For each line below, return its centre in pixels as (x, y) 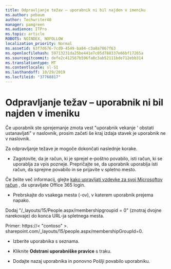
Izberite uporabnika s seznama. (46, 241)
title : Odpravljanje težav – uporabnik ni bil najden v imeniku (75, 10)
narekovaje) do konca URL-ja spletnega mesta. (55, 216)
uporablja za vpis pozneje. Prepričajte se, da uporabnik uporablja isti (85, 164)
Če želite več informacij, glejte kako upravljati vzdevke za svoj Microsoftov (84, 179)
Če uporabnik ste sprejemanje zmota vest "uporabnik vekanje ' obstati (80, 128)
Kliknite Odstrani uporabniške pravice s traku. (62, 251)
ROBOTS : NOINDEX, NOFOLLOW (34, 39)
